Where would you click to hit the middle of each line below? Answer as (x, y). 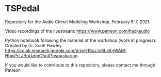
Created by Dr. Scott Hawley (33, 45)
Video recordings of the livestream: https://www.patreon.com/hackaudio (78, 31)
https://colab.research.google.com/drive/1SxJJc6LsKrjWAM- (66, 51)
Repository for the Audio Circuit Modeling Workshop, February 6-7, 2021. (78, 22)
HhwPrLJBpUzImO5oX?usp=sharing (41, 55)
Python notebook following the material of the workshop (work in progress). (81, 40)
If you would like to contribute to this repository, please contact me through (80, 65)
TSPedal (22, 8)
